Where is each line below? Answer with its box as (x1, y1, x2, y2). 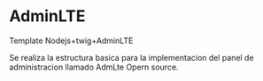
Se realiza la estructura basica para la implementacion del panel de (9, 52, 254, 63)
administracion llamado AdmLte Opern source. (9, 62, 179, 72)
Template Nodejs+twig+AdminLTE (9, 35, 134, 46)
